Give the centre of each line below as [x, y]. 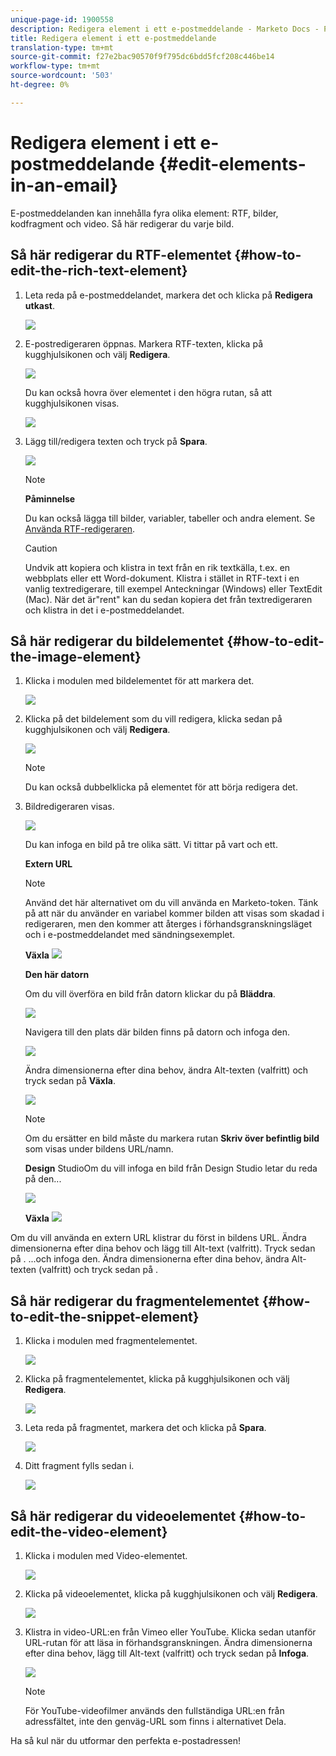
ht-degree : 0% [40, 85]
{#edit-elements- [232, 163]
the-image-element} [76, 656]
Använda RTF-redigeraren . [80, 528]
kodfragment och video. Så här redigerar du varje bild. [122, 223]
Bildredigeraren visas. [69, 807]
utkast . [39, 305]
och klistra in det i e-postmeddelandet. [104, 610]
